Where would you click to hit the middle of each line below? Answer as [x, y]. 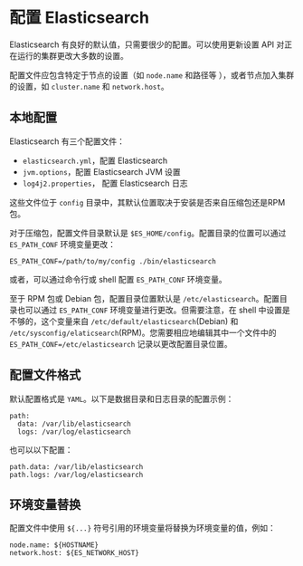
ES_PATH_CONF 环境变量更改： [62, 244]
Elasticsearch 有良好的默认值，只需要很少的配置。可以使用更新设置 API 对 [147, 44]
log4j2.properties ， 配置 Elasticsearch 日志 [105, 183]
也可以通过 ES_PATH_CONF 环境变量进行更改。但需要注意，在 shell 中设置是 [154, 310]
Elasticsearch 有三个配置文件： [67, 141]
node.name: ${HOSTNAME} [54, 545]
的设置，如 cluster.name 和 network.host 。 [89, 86]
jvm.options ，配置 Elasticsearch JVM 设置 [101, 171]
